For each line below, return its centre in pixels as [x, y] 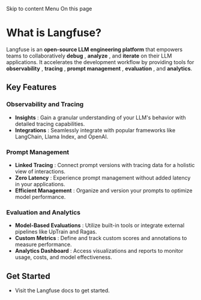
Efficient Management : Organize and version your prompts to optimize [104, 190]
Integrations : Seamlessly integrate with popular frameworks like [95, 130]
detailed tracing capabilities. [50, 124]
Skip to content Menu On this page [49, 9]
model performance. [40, 196]
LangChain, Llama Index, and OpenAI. [61, 137]
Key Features [31, 87]
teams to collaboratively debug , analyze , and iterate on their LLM [89, 56]
